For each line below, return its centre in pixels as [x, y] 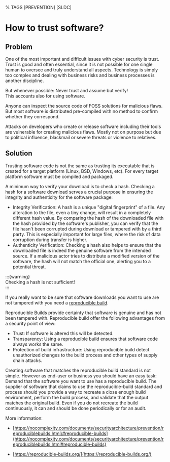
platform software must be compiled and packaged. [59, 176]
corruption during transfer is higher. [50, 240]
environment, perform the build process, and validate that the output [77, 397]
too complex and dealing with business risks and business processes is [80, 75]
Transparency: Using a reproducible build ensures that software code [85, 339]
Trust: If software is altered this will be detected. [63, 333]
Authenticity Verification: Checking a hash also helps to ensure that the [87, 245]
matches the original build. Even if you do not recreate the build [72, 403]
